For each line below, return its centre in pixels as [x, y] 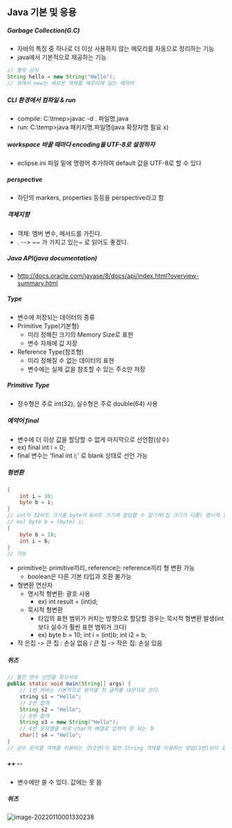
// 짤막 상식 [23, 70]
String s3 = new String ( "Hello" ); [69, 722]
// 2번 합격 [35, 703]
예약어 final [23, 421]
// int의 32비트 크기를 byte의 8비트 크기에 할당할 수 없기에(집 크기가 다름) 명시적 [114, 516]
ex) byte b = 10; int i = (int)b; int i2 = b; [92, 635]
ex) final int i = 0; [41, 447]
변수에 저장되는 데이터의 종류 [56, 317]
